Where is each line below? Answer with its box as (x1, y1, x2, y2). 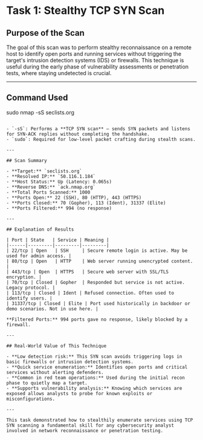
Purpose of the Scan (6, 28, 85, 38)
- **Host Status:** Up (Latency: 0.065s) (6, 179, 112, 185)
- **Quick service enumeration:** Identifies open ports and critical (6, 364, 188, 370)
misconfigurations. (6, 396, 56, 402)
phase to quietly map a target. (6, 379, 88, 386)
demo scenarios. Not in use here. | (6, 306, 98, 312)
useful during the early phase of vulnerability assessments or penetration (6, 63, 189, 70)
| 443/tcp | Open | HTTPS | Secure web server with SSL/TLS (6, 269, 169, 275)
